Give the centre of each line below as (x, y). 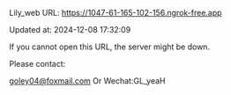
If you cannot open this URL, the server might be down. (109, 47)
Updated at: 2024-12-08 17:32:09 (70, 29)
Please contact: (37, 64)
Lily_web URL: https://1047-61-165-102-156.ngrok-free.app (115, 13)
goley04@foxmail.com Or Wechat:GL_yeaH (87, 81)
